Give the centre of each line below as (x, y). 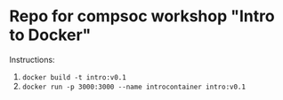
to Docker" (50, 35)
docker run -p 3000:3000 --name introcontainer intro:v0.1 (134, 87)
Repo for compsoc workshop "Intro (142, 16)
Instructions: (32, 59)
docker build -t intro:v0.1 (74, 77)
